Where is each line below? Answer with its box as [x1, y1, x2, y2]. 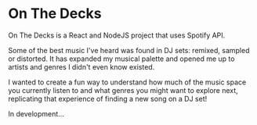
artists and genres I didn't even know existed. [8, 62, 155, 71]
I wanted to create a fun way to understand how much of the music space [8, 77, 247, 87]
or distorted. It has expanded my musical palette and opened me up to [8, 54, 235, 63]
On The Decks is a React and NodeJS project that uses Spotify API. [8, 30, 226, 40]
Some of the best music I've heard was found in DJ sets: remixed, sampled [8, 45, 250, 55]
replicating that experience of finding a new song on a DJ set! [8, 94, 208, 103]
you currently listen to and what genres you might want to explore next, [8, 85, 239, 95]
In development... [8, 109, 64, 118]
